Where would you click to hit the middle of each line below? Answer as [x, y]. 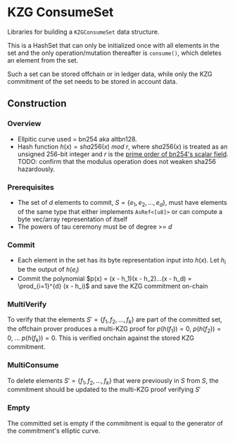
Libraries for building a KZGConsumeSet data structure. [83, 32]
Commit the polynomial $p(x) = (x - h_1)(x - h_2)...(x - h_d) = [104, 278]
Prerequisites [31, 187]
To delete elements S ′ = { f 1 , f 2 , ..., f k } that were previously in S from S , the [113, 381]
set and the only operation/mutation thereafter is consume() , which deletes [114, 53]
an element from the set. [43, 60]
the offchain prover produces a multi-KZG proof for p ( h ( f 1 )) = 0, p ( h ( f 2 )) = [114, 329]
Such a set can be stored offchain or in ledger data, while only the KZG [110, 74]
